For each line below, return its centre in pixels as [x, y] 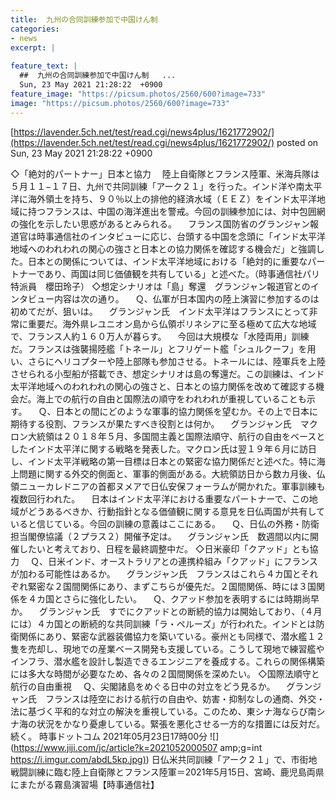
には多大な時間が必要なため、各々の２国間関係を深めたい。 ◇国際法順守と [165, 673]
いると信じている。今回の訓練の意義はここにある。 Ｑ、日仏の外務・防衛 [165, 523]
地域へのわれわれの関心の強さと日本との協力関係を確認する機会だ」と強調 [163, 248]
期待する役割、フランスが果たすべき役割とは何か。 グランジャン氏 [151, 423]
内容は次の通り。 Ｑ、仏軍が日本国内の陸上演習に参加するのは [186, 298]
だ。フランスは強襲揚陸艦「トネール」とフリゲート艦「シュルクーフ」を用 [163, 348]
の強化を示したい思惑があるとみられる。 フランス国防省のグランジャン [160, 223]
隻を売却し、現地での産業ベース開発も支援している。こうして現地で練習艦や [167, 648]
